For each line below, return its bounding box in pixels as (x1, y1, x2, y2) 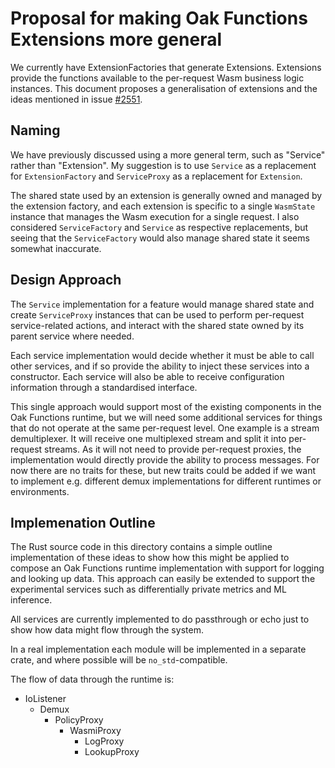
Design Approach (10, 272, 122, 289)
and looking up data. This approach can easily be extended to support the (10, 573, 316, 585)
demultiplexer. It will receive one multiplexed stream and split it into (10, 432, 287, 444)
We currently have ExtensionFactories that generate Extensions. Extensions (10, 61, 322, 73)
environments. (10, 485, 70, 497)
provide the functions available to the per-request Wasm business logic (10, 72, 305, 84)
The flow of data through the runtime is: (10, 673, 175, 686)
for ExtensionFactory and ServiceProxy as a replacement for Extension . (10, 170, 303, 182)
